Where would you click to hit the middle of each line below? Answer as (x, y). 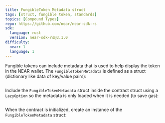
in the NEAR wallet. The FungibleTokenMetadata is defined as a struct (76, 71)
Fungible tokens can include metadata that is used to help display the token (83, 66)
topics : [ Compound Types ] (32, 19)
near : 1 (18, 47)
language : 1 (22, 51)
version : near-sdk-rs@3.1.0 (39, 38)
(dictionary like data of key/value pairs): (46, 76)
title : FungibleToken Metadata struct (45, 10)
